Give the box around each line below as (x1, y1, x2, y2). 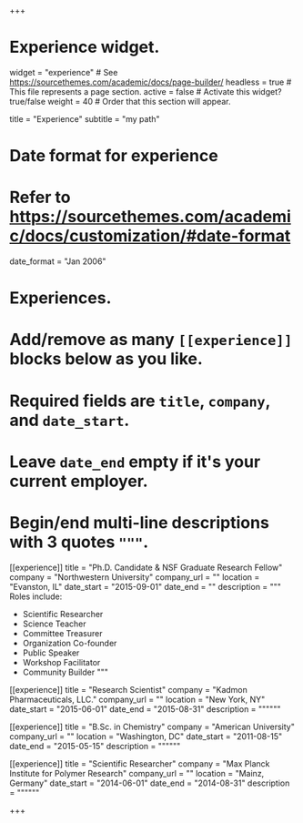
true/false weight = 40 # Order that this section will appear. (9, 96, 231, 107)
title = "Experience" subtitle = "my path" (9, 113, 161, 124)
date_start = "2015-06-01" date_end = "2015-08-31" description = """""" (9, 703, 281, 715)
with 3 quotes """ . (9, 532, 149, 552)
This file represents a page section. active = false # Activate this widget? (9, 86, 282, 97)
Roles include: (9, 591, 63, 602)
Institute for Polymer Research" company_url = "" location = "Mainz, (9, 767, 265, 778)
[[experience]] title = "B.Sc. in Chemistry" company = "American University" (9, 721, 296, 732)
